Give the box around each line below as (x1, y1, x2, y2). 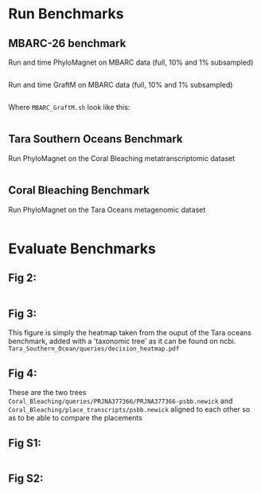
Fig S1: (8, 436, 42, 450)
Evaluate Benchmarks (8, 240, 157, 257)
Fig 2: (8, 272, 37, 285)
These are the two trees (8, 388, 87, 397)
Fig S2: (8, 471, 44, 486)
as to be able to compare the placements (8, 413, 143, 423)
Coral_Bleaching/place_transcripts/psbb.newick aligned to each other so (8, 405, 251, 414)
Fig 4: (8, 366, 37, 380)
